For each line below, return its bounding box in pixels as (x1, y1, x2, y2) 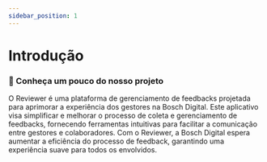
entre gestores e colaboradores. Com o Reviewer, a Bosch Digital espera (8, 128, 251, 138)
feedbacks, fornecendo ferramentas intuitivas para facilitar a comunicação (8, 119, 257, 129)
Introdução (8, 46, 84, 64)
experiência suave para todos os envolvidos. (8, 145, 158, 155)
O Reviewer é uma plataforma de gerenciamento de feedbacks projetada (8, 93, 251, 103)
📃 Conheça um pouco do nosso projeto (8, 75, 164, 86)
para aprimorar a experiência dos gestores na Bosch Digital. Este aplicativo (8, 102, 259, 112)
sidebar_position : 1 (8, 11, 78, 20)
